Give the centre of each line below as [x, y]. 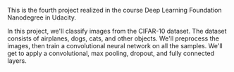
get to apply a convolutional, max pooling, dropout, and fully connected [111, 53]
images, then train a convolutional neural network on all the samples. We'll [115, 46]
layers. [17, 61]
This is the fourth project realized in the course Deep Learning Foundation [115, 10]
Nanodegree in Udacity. [42, 17]
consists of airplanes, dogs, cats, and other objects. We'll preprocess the [113, 38]
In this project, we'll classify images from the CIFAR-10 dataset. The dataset [117, 31]
